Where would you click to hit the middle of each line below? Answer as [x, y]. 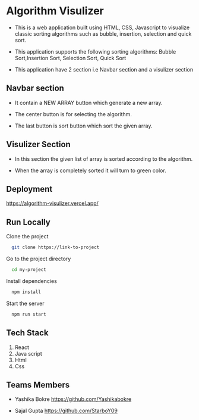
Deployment [29, 189]
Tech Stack [27, 333]
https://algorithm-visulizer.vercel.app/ [53, 203]
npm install [26, 292]
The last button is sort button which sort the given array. [83, 126]
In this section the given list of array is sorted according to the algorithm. [104, 158]
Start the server [25, 303]
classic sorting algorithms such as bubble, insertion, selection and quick [103, 33]
